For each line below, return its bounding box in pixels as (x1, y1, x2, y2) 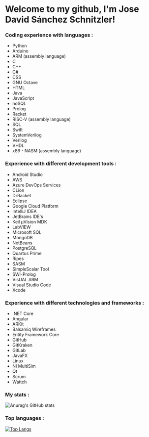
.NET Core (12, 310, 33, 317)
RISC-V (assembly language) (12, 116, 71, 122)
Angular (12, 316, 29, 322)
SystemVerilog (12, 132, 42, 138)
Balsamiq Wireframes (12, 326, 56, 332)
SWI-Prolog (12, 271, 36, 277)
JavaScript (12, 95, 34, 101)
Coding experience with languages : (5, 32, 93, 39)
